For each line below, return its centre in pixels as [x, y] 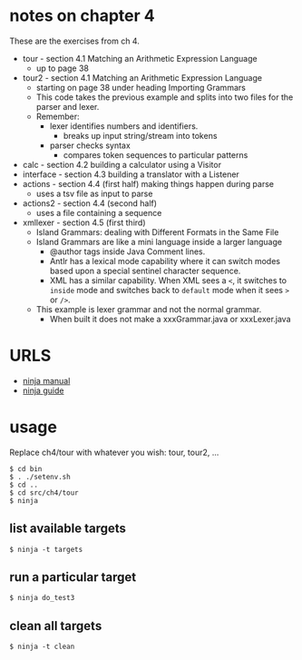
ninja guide [43, 390]
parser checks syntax [90, 145]
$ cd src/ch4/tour [44, 493]
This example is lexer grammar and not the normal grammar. [149, 309]
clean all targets [56, 626]
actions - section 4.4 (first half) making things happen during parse [148, 183]
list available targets [68, 529]
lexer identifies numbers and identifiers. [124, 126]
